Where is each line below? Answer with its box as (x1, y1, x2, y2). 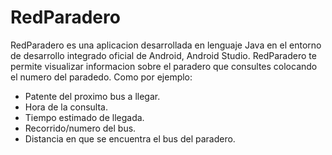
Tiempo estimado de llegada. (24, 111, 145, 123)
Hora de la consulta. (24, 101, 108, 113)
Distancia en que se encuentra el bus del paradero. (24, 132, 236, 145)
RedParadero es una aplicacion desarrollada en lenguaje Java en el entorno (10, 39, 322, 51)
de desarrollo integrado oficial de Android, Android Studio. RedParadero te (10, 49, 317, 61)
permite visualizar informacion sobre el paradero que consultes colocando (10, 60, 318, 72)
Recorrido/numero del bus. (24, 122, 137, 134)
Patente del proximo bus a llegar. (24, 90, 161, 102)
